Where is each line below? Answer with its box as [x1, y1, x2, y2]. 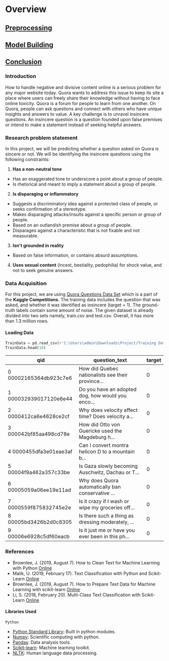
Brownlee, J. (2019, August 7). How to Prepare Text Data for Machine [12, 581, 156, 587]
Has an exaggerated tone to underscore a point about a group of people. [12, 176, 163, 182]
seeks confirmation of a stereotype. [12, 206, 87, 212]
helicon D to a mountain [78, 448, 135, 455]
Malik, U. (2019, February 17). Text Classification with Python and [12, 570, 147, 576]
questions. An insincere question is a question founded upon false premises [5, 116, 162, 122]
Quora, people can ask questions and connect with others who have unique [5, 106, 162, 112]
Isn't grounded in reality [12, 242, 64, 249]
